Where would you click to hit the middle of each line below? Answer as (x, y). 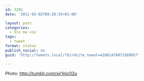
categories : (17, 27)
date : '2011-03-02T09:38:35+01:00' (42, 14)
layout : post (18, 23)
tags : (11, 37)
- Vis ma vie (23, 32)
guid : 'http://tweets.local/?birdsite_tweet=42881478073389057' (72, 55)
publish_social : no (25, 50)
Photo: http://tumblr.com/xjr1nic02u (41, 73)
